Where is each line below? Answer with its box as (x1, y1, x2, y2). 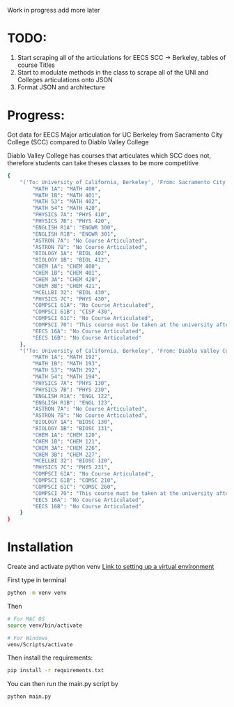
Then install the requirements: (7, 653, 93, 662)
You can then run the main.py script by (7, 680, 118, 688)
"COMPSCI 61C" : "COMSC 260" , (32, 483, 117, 490)
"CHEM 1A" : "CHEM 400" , (32, 263, 101, 271)
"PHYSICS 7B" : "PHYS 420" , (32, 218, 111, 225)
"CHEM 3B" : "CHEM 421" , (32, 282, 101, 289)
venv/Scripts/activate (7, 641, 73, 648)
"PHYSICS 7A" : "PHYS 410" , (32, 211, 111, 218)
